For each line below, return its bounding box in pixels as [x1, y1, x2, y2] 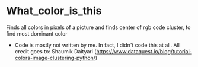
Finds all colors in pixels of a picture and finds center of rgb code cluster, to [6, 24, 191, 31]
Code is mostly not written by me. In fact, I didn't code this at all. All [14, 42, 180, 49]
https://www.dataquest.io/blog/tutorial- [96, 47, 193, 55]
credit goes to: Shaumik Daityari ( [14, 47, 97, 55]
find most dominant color [6, 30, 68, 37]
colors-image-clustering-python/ [14, 54, 96, 61]
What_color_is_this [6, 4, 102, 18]
